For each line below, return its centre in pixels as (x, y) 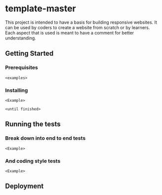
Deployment (24, 186)
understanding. (20, 38)
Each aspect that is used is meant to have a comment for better (70, 33)
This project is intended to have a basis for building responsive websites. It (81, 22)
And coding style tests (33, 161)
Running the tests (33, 124)
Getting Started (29, 54)
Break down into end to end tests (45, 138)
